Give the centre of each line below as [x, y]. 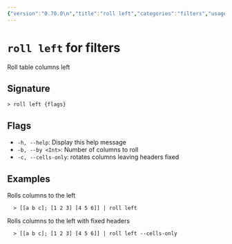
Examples [29, 179]
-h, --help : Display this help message [71, 142]
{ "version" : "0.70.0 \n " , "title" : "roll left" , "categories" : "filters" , [108, 13]
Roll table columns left [39, 67]
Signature [29, 88]
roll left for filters [64, 47]
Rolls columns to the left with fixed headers [68, 221]
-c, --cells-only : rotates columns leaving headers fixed [98, 157]
